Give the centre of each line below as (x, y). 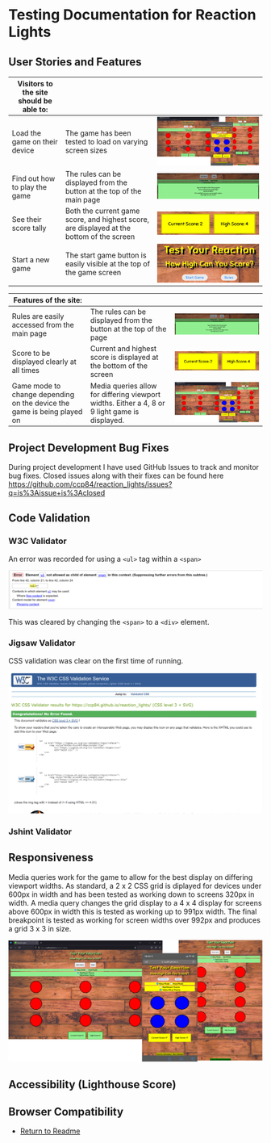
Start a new (31, 259)
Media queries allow (123, 386)
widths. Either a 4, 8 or (127, 403)
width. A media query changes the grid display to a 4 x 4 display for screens (135, 902)
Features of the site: (48, 299)
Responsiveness (51, 858)
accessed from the (43, 324)
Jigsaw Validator (42, 643)
